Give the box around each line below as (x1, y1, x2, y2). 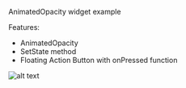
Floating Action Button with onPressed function (19, 56, 178, 65)
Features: (8, 23, 40, 31)
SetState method (19, 47, 77, 56)
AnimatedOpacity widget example (8, 7, 121, 16)
